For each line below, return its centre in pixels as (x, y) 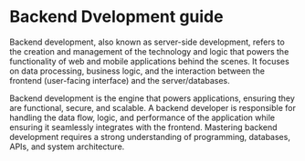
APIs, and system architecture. (67, 146)
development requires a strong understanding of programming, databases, (150, 136)
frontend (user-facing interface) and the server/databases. (120, 80)
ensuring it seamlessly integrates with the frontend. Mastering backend (143, 127)
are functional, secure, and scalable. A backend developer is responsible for (153, 107)
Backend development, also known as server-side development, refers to (147, 42)
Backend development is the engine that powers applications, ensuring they (152, 98)
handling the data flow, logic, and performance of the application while (142, 117)
